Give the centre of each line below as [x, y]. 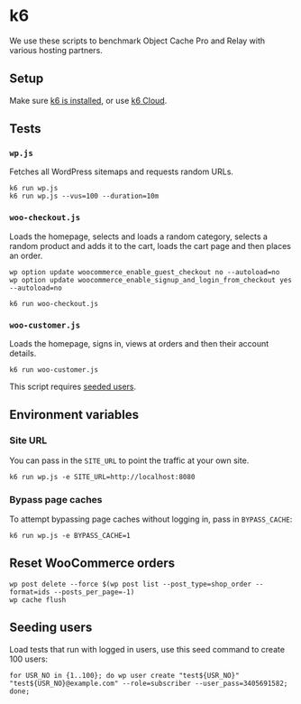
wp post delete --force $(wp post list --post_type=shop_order [131, 584]
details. [23, 354]
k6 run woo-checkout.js [54, 303]
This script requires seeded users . [73, 387]
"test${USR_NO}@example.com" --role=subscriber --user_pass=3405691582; [149, 683]
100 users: [28, 659]
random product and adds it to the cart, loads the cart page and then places [150, 245]
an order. [26, 255]
